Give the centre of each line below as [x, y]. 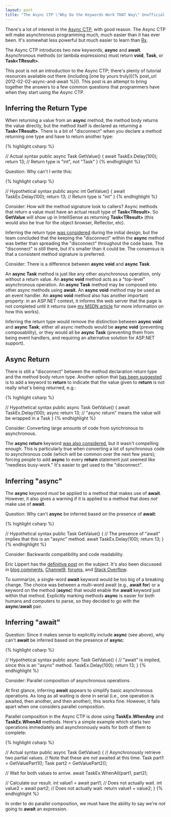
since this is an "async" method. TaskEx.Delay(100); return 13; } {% [76, 665]
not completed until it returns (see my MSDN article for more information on [84, 306]
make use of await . [25, 504]
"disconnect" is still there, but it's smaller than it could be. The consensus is [85, 249]
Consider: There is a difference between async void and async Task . [78, 264]
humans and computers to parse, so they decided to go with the [73, 601]
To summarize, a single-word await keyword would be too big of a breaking [84, 579]
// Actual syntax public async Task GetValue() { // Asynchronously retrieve [83, 752]
